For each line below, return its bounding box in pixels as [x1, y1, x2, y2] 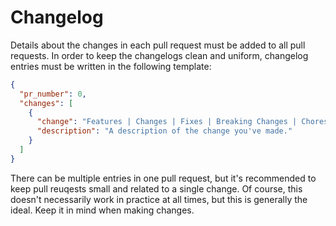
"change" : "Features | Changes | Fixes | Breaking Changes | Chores [36, 117, 329, 127]
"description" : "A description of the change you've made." [36, 126, 293, 136]
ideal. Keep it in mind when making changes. [10, 204, 195, 216]
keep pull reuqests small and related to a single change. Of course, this [10, 182, 303, 195]
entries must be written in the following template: [10, 60, 212, 72]
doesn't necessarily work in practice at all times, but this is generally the [10, 193, 308, 205]
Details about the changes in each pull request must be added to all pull [10, 39, 306, 51]
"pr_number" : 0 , [19, 89, 87, 99]
